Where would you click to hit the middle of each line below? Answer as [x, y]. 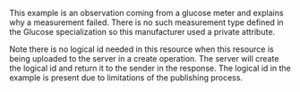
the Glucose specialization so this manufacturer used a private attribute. [142, 32]
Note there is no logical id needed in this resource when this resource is [142, 49]
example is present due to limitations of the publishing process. [126, 78]
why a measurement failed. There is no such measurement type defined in [146, 22]
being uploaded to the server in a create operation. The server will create [144, 59]
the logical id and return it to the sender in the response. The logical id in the [150, 68]
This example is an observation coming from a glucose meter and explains [146, 13]
